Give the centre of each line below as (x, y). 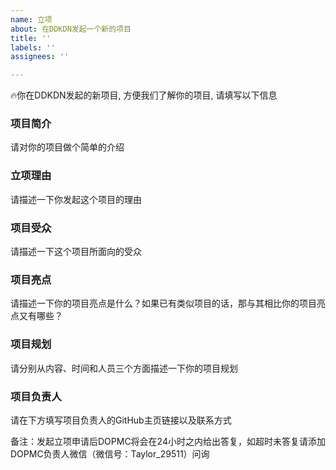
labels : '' (33, 47)
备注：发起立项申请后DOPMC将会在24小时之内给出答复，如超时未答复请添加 (168, 441)
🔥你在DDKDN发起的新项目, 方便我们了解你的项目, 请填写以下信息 (144, 95)
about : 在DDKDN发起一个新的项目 (71, 29)
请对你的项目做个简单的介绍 (67, 147)
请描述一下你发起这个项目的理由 (76, 199)
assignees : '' (40, 57)
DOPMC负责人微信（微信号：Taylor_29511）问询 (110, 453)
